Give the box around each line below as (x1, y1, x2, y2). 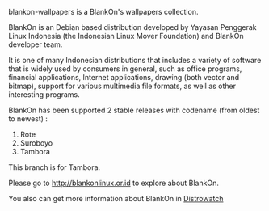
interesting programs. (8, 90, 81, 99)
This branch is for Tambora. (8, 162, 101, 172)
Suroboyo (19, 138, 53, 148)
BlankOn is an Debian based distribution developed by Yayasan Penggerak (8, 23, 257, 32)
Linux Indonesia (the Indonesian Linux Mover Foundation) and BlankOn (8, 32, 244, 40)
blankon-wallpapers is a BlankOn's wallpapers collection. (8, 7, 199, 16)
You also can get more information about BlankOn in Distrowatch (8, 194, 224, 203)
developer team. (8, 40, 63, 49)
